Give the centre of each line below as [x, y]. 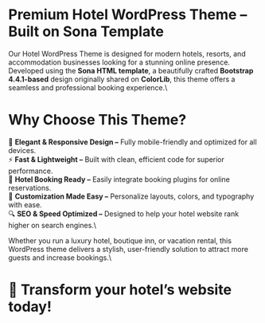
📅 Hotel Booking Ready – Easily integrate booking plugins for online [119, 179]
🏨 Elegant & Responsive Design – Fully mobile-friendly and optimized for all [132, 142]
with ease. [25, 204]
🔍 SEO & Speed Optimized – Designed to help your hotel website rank [124, 214]
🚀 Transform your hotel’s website [120, 290]
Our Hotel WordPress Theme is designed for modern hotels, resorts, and [127, 53]
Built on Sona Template [86, 32]
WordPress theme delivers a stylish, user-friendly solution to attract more [129, 249]
